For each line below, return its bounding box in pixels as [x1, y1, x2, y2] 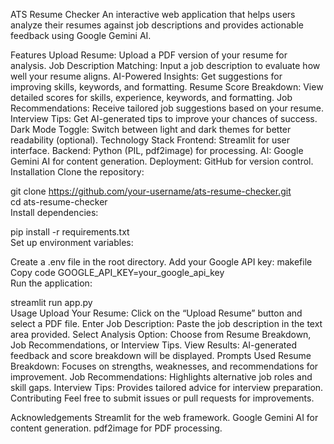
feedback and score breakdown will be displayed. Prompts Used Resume [10, 350, 312, 361]
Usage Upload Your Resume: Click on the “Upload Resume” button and [10, 307, 303, 319]
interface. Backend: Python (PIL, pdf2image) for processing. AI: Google [10, 145, 304, 156]
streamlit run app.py [10, 297, 93, 308]
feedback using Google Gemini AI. [10, 30, 152, 41]
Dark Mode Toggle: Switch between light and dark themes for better [10, 124, 292, 135]
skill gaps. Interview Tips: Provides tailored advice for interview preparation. [10, 382, 324, 393]
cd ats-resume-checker [10, 196, 108, 208]
